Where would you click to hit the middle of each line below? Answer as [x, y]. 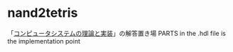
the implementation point [44, 41]
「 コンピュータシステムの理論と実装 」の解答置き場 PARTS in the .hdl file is [116, 33]
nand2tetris [43, 13]
